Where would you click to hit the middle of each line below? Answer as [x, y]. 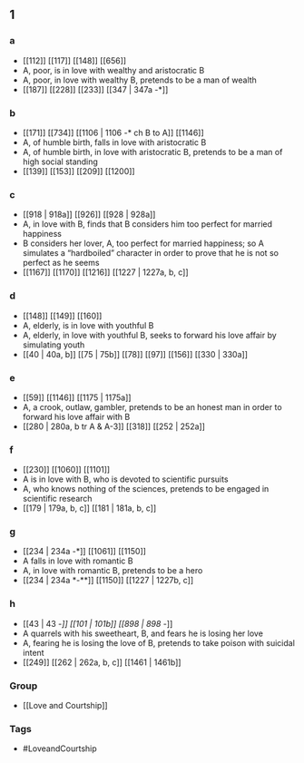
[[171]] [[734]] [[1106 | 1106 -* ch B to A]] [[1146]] [113, 132]
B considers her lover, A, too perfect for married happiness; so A [143, 243]
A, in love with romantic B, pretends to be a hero [113, 571]
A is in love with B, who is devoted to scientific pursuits [125, 479]
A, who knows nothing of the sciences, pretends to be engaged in [146, 489]
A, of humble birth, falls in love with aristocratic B [114, 142]
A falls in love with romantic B [78, 561]
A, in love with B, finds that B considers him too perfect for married [147, 224]
